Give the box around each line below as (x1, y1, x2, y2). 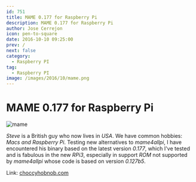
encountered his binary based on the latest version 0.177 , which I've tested (6, 145, 190, 152)
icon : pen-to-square (6, 31, 58, 37)
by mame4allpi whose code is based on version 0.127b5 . (6, 158, 146, 165)
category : (6, 53, 31, 59)
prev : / (6, 42, 26, 48)
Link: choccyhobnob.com (6, 169, 69, 177)
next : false (6, 48, 36, 54)
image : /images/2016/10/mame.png (6, 75, 90, 81)
